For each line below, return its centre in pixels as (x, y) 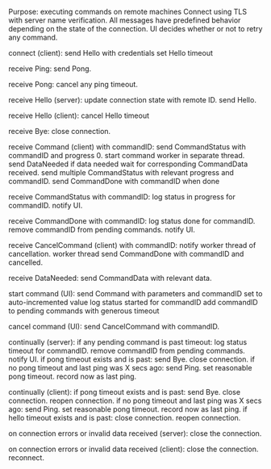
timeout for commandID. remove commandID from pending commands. (127, 351)
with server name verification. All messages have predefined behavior (125, 20)
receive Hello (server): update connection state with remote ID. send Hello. (132, 100)
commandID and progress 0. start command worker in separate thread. (127, 155)
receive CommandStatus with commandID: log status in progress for (122, 197)
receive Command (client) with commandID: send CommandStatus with (127, 147)
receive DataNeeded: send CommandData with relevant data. (110, 278)
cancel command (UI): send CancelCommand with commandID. (114, 327)
